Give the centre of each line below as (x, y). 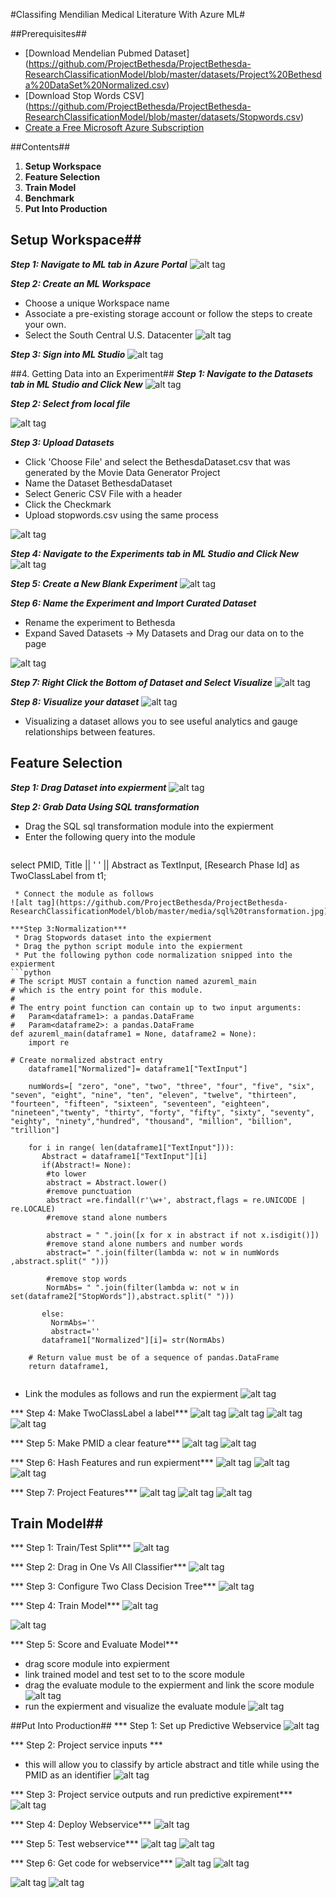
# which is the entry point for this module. (106, 990)
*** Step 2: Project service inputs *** (86, 1745)
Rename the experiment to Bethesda (100, 622)
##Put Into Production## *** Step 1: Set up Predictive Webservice (146, 1726)
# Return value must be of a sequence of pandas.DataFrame (154, 1357)
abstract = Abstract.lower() (107, 1182)
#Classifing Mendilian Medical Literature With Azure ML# (128, 14)
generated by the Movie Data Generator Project (122, 472)
